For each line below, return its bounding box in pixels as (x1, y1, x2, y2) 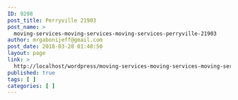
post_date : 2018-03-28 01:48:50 (7, 43, 103, 50)
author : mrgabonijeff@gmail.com (7, 37, 103, 44)
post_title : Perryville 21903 (7, 17, 97, 24)
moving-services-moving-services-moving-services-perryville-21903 (13, 30, 217, 37)
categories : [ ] (7, 82, 55, 89)
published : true (7, 69, 55, 76)
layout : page (7, 50, 46, 57)
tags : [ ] (7, 75, 37, 83)
